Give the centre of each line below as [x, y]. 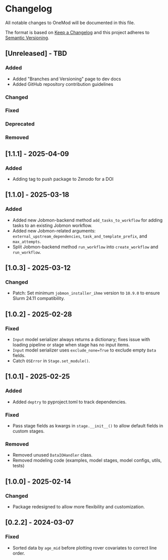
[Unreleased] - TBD [36, 53]
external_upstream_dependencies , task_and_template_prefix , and [80, 236]
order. [19, 553]
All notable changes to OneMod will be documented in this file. [70, 23]
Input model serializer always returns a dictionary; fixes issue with [81, 340]
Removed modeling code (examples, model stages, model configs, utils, [87, 461]
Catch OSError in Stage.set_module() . [51, 361]
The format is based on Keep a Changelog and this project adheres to [77, 32]
